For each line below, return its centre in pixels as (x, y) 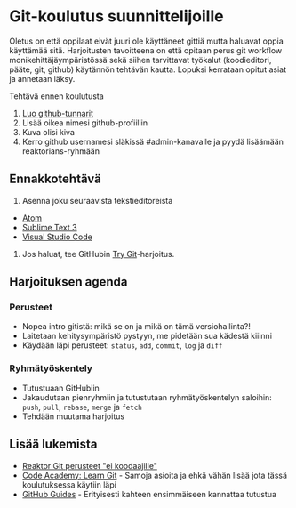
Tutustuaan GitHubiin (60, 388)
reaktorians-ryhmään (61, 151)
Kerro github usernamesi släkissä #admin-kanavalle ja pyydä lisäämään (153, 141)
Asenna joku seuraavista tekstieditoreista (97, 200)
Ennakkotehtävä (56, 179)
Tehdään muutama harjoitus (73, 416)
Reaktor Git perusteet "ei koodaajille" (90, 465)
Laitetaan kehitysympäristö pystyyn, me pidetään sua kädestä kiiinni (147, 336)
